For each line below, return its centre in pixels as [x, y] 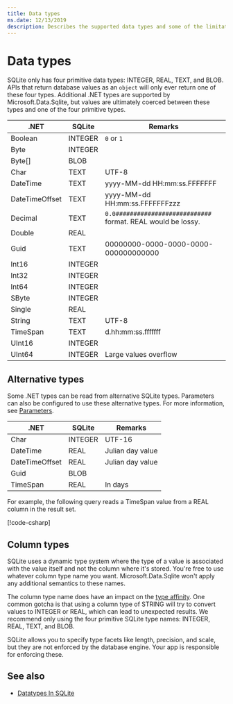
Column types [38, 545]
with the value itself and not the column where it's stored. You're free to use [115, 568]
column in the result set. [42, 509]
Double [23, 233]
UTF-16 [119, 439]
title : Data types [34, 14]
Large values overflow [141, 355]
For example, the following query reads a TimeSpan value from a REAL [108, 502]
